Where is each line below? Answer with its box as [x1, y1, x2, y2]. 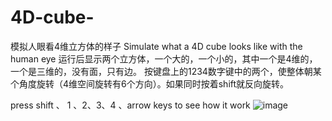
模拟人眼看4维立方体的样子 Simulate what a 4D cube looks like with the [10, 40, 303, 52]
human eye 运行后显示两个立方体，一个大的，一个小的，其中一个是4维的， [10, 52, 318, 65]
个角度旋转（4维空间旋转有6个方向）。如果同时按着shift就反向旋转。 [10, 77, 290, 90]
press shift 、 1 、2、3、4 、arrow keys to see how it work [10, 99, 251, 111]
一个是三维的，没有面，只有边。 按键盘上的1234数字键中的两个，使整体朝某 [10, 65, 322, 77]
